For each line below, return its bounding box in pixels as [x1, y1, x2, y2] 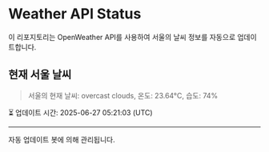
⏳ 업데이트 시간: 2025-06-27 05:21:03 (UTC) [8, 107, 154, 117]
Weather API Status [8, 5, 142, 23]
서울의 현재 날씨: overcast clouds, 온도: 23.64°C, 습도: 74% [27, 90, 219, 100]
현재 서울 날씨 [8, 68, 72, 82]
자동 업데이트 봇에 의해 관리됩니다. [8, 134, 115, 144]
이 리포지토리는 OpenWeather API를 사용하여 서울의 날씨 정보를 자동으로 [8, 32, 236, 42]
